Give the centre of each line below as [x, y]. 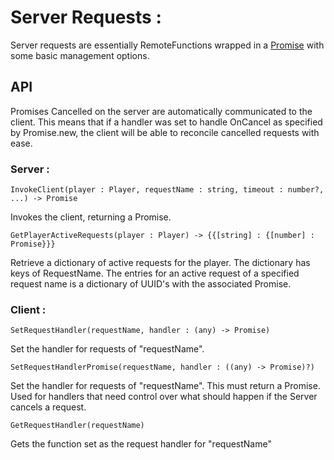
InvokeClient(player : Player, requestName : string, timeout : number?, [167, 190]
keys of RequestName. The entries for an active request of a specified [155, 273]
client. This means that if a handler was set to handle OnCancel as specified [166, 122]
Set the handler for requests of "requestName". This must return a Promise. [165, 386]
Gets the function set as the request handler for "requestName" [141, 444]
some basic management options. [80, 55]
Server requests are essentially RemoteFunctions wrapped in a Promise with [167, 45]
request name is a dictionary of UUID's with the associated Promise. [151, 284]
